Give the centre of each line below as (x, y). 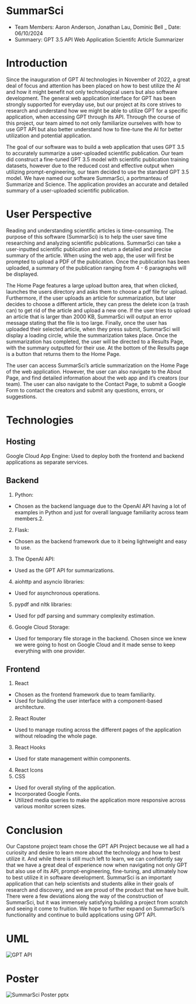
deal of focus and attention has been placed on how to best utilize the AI (93, 86)
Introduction (37, 63)
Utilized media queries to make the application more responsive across (100, 800)
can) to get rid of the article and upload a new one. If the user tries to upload (98, 310)
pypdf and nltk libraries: (43, 604)
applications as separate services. (47, 462)
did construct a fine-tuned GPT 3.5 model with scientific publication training (97, 159)
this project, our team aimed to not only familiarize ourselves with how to (94, 123)
